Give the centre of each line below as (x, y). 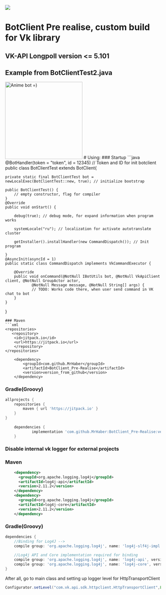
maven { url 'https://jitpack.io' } (61, 409)
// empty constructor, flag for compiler (57, 194)
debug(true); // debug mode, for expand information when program (84, 216)
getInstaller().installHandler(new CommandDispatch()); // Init (82, 242)
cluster (13, 233)
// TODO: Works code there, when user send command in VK (92, 290)
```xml (12, 325)
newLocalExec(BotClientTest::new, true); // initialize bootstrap (75, 181)
